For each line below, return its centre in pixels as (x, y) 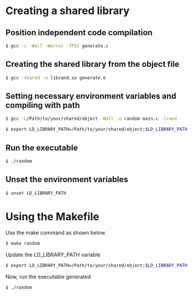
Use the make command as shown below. (56, 233)
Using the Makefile (52, 216)
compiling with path (43, 105)
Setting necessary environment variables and (91, 96)
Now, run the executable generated (48, 277)
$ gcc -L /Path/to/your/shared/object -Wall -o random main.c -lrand (91, 119)
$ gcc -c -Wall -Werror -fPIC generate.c (57, 46)
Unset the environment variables (67, 179)
